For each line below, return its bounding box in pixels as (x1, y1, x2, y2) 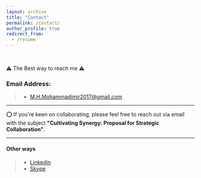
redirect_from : (6, 31, 44, 37)
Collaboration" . (6, 126, 45, 133)
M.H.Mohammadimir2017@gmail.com (29, 93, 123, 101)
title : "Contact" (6, 14, 50, 20)
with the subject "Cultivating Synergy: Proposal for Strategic (6, 119, 160, 126)
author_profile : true (6, 25, 60, 32)
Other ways (6, 145, 36, 152)
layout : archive (6, 8, 47, 15)
